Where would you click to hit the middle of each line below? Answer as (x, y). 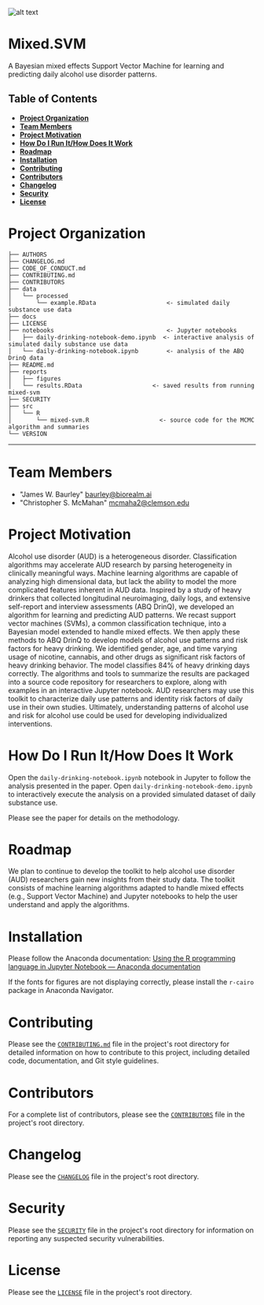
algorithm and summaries (49, 427)
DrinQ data (26, 358)
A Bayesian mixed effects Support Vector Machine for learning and (116, 65)
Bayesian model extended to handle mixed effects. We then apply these (124, 631)
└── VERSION (27, 433)
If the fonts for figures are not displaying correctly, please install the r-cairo (131, 982)
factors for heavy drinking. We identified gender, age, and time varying (123, 648)
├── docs (22, 316)
